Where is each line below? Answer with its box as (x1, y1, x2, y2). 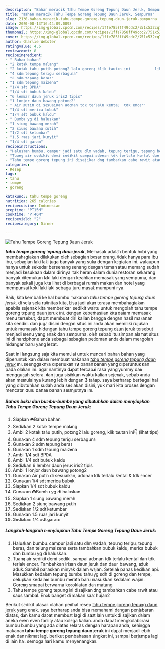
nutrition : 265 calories (5, 198, 56, 204)
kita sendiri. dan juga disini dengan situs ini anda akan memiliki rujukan (5, 320, 148, 326)
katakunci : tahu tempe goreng (5, 194, 68, 199)
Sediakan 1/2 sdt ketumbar (12, 506, 67, 512)
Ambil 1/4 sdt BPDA (12, 452, 52, 458)
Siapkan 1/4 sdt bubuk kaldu (12, 483, 70, 489)
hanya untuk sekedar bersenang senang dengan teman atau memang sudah (5, 264, 160, 270)
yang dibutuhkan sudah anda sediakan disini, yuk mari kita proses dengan (5, 382, 155, 388)
